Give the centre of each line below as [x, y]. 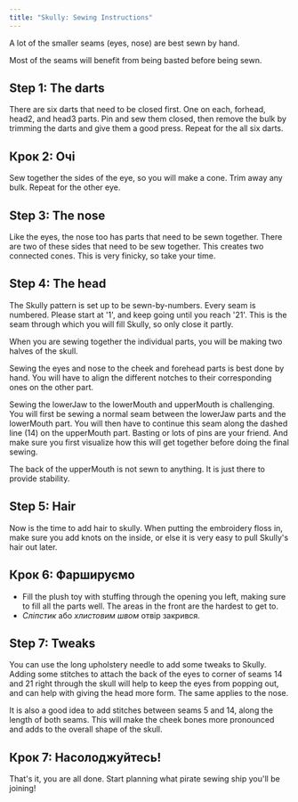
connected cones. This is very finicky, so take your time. [113, 256]
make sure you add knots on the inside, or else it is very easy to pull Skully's [149, 537]
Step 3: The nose [57, 215]
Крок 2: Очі [42, 156]
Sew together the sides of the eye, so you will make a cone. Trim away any [146, 178]
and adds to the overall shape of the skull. [86, 729]
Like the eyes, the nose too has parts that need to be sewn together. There [146, 237]
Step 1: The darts [57, 89]
